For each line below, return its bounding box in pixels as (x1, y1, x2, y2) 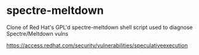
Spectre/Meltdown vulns (6, 30, 69, 37)
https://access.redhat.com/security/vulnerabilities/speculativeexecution (6, 42, 189, 49)
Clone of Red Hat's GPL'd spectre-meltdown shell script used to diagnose (6, 24, 193, 31)
